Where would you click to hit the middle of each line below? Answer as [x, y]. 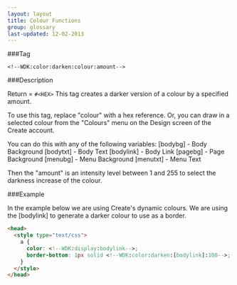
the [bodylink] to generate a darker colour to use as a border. [97, 216]
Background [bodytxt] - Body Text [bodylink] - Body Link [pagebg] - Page [116, 152]
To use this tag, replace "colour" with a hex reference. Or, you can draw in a [118, 115]
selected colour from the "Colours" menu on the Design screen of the [109, 123]
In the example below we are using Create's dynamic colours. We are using [118, 208]
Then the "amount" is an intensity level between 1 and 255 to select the [112, 173]
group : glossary [31, 27]
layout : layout [30, 14]
